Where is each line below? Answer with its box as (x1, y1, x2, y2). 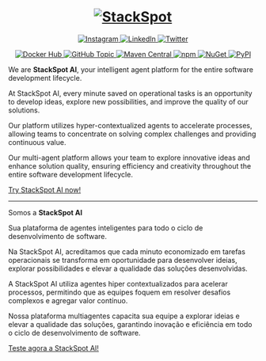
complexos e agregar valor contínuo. (8, 295, 128, 305)
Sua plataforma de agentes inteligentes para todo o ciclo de (8, 222, 203, 233)
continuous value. (8, 137, 66, 146)
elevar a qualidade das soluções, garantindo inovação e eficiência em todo (8, 319, 253, 329)
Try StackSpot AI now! (8, 184, 82, 194)
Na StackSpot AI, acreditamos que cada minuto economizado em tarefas (8, 246, 245, 256)
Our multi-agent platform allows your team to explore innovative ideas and (8, 153, 251, 162)
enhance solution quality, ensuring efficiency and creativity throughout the (8, 161, 252, 170)
